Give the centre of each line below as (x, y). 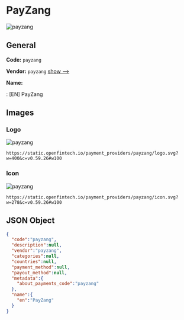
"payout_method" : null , (39, 273)
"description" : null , (37, 245)
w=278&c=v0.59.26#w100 (34, 202)
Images (20, 113)
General (21, 45)
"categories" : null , (35, 256)
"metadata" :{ (28, 278)
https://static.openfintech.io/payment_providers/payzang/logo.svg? (92, 153)
